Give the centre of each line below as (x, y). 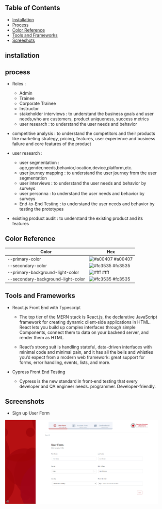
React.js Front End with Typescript (46, 307)
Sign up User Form (31, 413)
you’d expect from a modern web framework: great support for (82, 357)
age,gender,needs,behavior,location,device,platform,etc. (76, 168)
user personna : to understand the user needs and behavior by (82, 194)
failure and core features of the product (51, 144)
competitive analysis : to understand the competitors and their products (83, 133)
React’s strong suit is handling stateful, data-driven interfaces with (85, 347)
